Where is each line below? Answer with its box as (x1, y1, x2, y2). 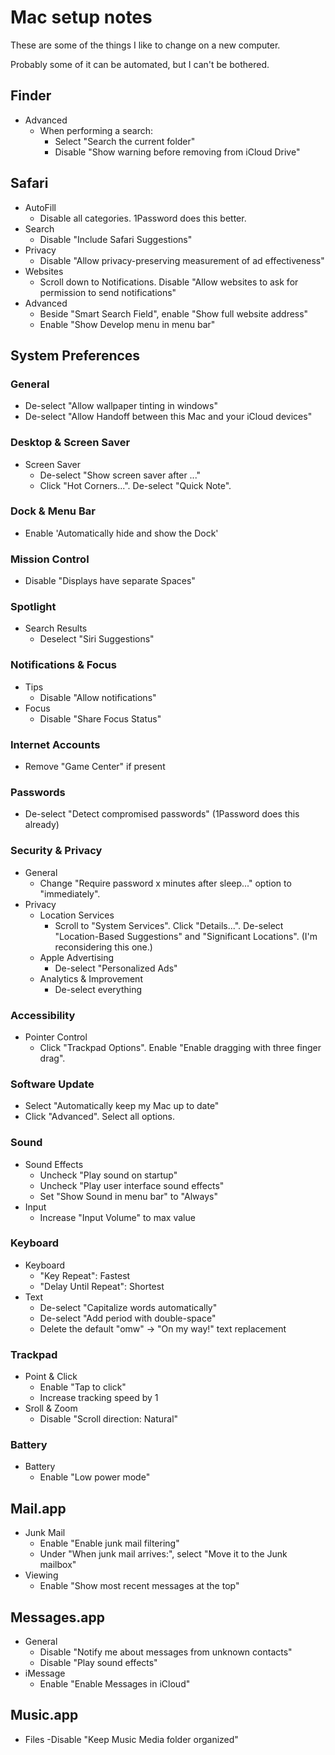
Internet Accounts (10, 737, 101, 751)
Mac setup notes (10, 6, 153, 29)
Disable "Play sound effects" (39, 1657, 158, 1669)
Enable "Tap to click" (39, 1381, 127, 1393)
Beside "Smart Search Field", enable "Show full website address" (39, 307, 309, 320)
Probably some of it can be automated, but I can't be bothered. (10, 58, 270, 70)
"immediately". (39, 887, 101, 900)
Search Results (24, 622, 88, 635)
